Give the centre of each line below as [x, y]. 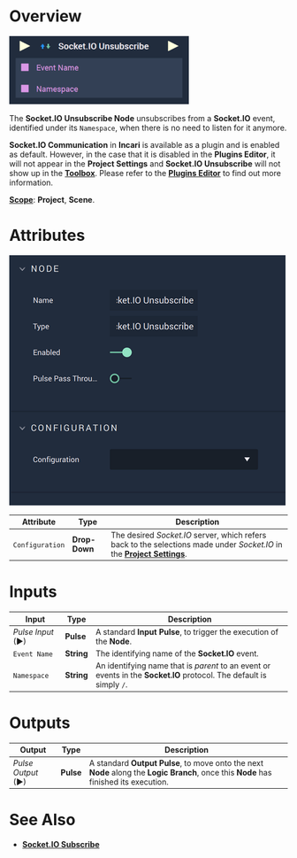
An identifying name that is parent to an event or [183, 666]
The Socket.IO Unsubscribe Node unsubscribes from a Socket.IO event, [142, 118]
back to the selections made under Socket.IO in [196, 544]
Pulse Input [34, 631]
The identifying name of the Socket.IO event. [177, 653]
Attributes [47, 236]
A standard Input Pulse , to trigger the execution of [187, 631]
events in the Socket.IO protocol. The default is [181, 676]
